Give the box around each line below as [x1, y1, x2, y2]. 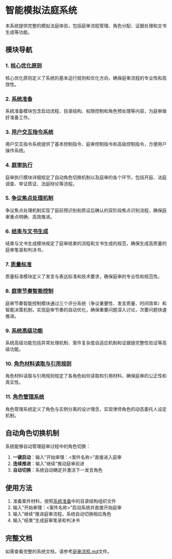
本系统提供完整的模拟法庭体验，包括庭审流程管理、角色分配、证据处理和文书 [5, 23, 167, 29]
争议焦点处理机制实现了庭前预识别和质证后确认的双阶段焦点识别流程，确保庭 [5, 207, 167, 213]
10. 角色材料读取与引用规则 [5, 360, 72, 367]
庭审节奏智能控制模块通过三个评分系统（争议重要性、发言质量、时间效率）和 [5, 300, 167, 306]
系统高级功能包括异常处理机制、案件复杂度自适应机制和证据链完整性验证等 [5, 340, 162, 346]
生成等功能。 [5, 29, 32, 35]
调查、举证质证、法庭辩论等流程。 [5, 181, 77, 187]
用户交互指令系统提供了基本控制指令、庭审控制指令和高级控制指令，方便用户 [5, 141, 167, 147]
